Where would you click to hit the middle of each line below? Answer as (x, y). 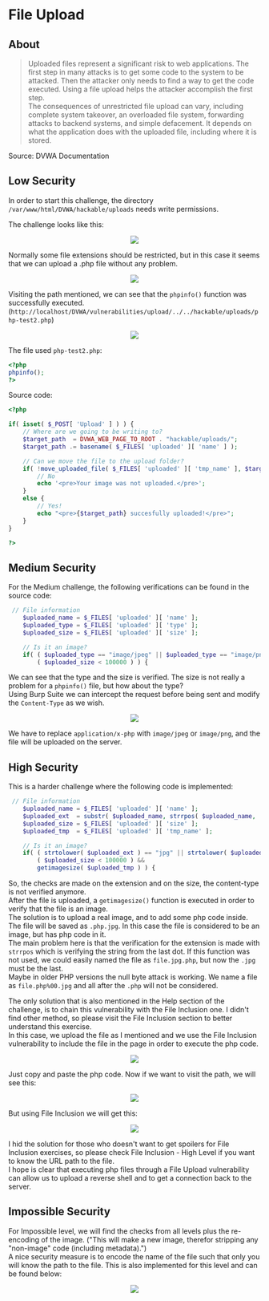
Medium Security (52, 567)
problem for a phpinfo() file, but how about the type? (96, 686)
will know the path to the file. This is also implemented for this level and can (133, 1265)
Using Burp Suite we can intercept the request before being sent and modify (134, 695)
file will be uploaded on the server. (65, 742)
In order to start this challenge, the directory (81, 200)
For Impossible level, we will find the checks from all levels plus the (119, 1231)
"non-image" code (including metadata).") (78, 1248)
